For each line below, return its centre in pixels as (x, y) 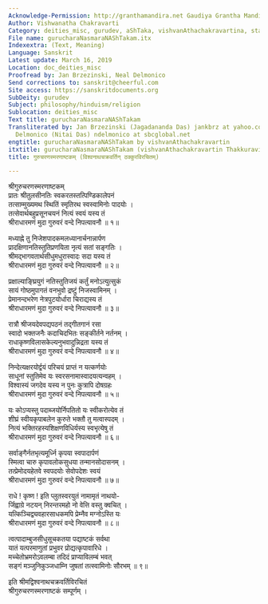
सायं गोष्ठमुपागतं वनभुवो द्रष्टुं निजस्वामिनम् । (63, 290)
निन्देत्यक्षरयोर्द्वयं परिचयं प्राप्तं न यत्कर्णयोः (58, 368)
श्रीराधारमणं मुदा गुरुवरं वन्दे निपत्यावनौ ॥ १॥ (64, 223)
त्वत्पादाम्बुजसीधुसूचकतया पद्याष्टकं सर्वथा (59, 539)
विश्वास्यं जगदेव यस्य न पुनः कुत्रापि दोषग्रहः (60, 385)
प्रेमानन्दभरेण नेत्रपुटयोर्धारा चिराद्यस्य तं (55, 300)
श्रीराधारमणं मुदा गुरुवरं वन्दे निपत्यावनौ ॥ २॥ (64, 265)
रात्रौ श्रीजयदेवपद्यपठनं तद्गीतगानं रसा (55, 324)
